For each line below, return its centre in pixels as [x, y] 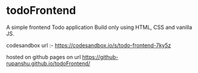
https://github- [100, 57]
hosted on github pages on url [44, 57]
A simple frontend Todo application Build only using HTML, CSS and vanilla [99, 27]
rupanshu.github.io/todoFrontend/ [48, 63]
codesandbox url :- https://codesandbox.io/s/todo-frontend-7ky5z [89, 45]
